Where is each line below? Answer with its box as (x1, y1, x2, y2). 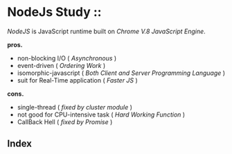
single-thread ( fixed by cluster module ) (17, 103, 133, 111)
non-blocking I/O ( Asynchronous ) (17, 53, 117, 62)
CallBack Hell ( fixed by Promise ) (17, 117, 113, 126)
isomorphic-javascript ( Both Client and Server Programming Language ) (17, 69, 226, 77)
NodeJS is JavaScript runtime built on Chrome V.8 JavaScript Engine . (7, 27, 206, 35)
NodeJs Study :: (7, 4, 102, 20)
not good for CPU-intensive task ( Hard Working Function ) (17, 110, 186, 119)
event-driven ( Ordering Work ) (17, 61, 106, 69)
